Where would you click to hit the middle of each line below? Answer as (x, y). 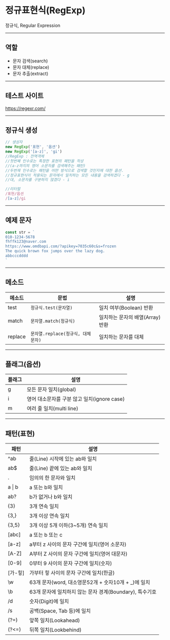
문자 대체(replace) (31, 67)
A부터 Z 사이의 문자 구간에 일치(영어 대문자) (78, 554)
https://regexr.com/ (25, 108)
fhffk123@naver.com (26, 242)
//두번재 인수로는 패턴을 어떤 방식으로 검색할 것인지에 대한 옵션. (65, 170)
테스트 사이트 (25, 96)
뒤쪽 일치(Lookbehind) (56, 630)
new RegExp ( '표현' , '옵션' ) (33, 147)
